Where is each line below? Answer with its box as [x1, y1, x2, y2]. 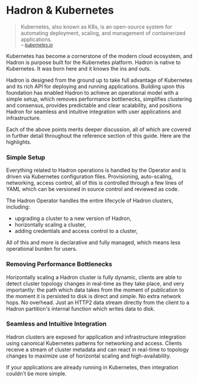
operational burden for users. [6, 245, 77, 253]
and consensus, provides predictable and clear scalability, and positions [6, 101, 182, 108]
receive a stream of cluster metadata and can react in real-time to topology [6, 346, 189, 353]
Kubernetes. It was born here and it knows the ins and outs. [6, 65, 151, 72]
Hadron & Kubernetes [6, 4, 114, 17]
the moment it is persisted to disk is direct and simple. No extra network [6, 292, 181, 299]
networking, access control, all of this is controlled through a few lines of [6, 179, 183, 187]
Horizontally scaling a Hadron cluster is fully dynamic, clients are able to [6, 273, 182, 280]
